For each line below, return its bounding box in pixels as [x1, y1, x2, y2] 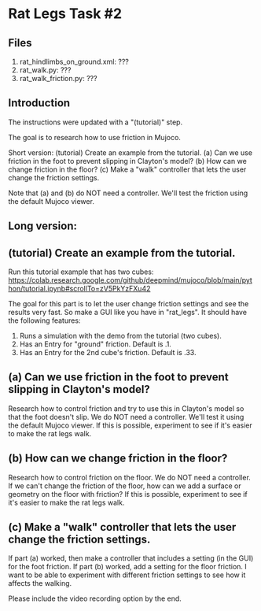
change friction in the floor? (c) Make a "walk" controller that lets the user [8, 165, 247, 174]
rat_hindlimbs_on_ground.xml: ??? [19, 57, 130, 66]
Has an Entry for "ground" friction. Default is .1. [19, 339, 171, 349]
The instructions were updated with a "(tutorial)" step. [8, 117, 183, 127]
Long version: [8, 220, 77, 233]
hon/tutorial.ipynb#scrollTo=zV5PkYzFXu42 [8, 284, 151, 294]
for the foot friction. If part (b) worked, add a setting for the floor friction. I [8, 562, 248, 572]
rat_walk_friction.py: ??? [19, 74, 97, 83]
